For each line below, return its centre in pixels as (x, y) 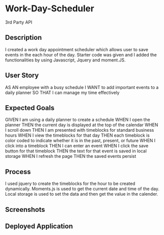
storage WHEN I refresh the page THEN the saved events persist (71, 156)
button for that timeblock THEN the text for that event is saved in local (76, 151)
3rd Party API (19, 22)
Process (18, 172)
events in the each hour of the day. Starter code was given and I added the (81, 55)
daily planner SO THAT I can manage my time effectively (62, 92)
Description (23, 38)
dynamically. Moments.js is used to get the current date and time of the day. (82, 189)
